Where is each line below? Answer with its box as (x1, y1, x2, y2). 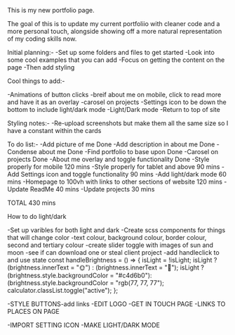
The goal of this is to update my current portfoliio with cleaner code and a (7, 20, 220, 27)
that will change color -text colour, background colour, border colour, (7, 234, 207, 241)
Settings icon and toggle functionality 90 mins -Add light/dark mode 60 (20, 170, 227, 178)
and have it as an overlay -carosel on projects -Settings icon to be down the (7, 98, 227, 106)
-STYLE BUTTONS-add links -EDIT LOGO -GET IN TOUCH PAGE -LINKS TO (7, 300, 226, 308)
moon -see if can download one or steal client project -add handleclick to (7, 248, 220, 256)
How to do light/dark (7, 213, 67, 220)
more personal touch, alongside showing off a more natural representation (7, 27, 222, 35)
